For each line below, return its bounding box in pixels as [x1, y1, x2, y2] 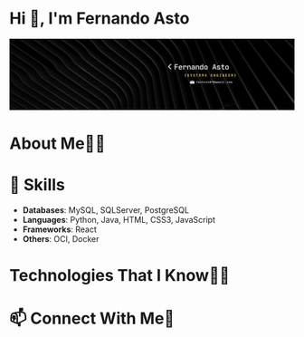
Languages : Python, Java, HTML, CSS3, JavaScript [22, 215, 215, 226]
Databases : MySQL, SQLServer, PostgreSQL [22, 205, 190, 216]
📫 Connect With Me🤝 [9, 308, 175, 329]
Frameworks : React [22, 224, 97, 235]
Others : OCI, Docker [22, 234, 100, 245]
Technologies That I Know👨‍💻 [9, 265, 231, 286]
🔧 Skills [9, 175, 66, 196]
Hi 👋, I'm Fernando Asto [9, 8, 190, 29]
